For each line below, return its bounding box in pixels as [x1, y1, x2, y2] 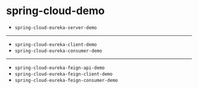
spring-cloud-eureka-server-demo [14, 25, 97, 31]
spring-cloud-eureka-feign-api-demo [14, 65, 105, 71]
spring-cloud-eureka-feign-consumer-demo [14, 77, 118, 83]
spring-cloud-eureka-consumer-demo [14, 48, 103, 54]
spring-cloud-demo [6, 4, 105, 18]
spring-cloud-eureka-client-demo [14, 41, 97, 48]
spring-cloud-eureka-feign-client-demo [14, 71, 113, 77]
